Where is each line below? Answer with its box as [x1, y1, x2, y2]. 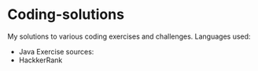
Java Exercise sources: [18, 47, 94, 56]
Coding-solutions [7, 6, 125, 24]
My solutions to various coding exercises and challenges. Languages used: [7, 32, 251, 41]
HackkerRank [18, 55, 63, 65]
